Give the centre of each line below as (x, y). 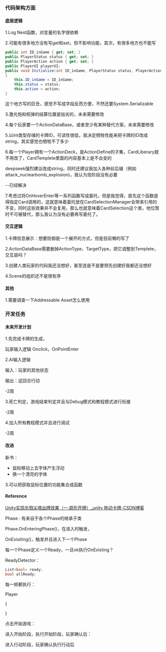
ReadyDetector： (23, 560)
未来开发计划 (18, 326)
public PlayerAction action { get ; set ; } (49, 61)
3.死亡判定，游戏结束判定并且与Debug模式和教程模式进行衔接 (68, 402)
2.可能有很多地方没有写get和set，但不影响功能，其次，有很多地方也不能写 (81, 43)
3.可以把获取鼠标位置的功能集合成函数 (44, 485)
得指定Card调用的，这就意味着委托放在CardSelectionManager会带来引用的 (81, 202)
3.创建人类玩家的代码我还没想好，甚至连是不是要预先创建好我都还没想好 (79, 266)
